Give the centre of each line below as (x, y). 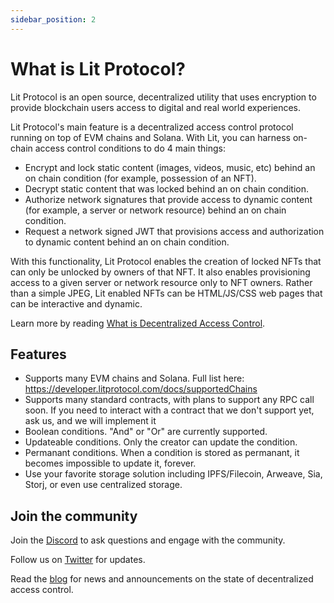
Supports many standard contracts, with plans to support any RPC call (169, 400)
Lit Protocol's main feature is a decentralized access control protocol (152, 127)
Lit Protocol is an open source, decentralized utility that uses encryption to (163, 97)
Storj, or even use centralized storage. (103, 485)
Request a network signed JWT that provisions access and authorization (174, 231)
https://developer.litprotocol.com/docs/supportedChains (141, 389)
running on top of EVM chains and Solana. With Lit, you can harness (150, 137)
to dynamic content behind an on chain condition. (127, 242)
